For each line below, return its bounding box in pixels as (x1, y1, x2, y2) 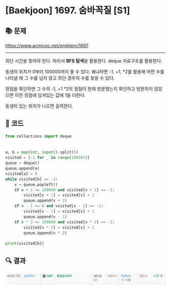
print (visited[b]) (5, 241, 44, 246)
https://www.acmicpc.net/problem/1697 (5, 43, 89, 48)
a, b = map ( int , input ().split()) (5, 150, 79, 155)
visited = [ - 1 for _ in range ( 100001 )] (5, 155, 90, 160)
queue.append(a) (5, 166, 40, 171)
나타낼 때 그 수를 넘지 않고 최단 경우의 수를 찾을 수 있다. (5, 75, 115, 81)
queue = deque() (5, 161, 40, 166)
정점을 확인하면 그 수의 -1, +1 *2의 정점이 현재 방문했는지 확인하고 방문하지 (5, 86, 153, 92)
